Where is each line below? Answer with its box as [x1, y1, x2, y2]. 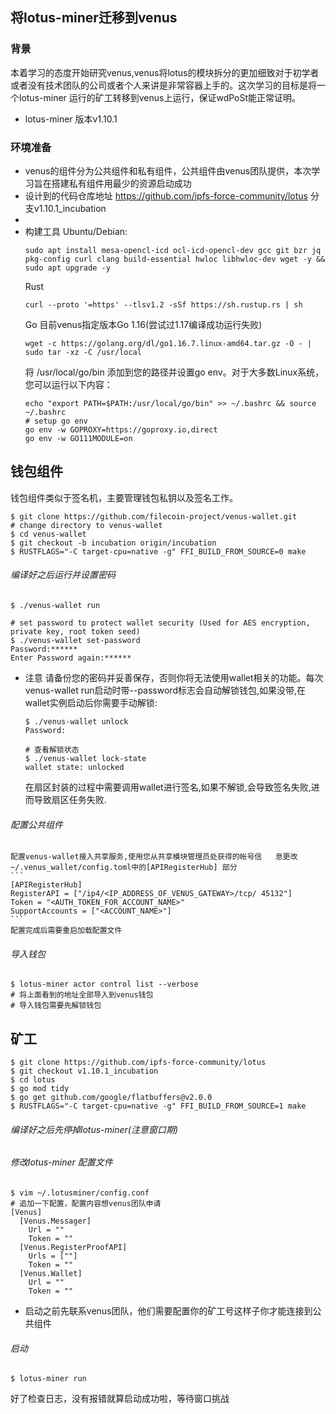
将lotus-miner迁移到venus [10, 9, 178, 27]
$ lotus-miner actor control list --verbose [10, 979, 199, 990]
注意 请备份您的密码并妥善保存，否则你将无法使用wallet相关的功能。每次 [24, 672, 324, 683]
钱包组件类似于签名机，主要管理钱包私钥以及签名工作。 [10, 491, 238, 503]
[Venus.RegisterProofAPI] [19, 1243, 128, 1253]
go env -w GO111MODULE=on [24, 433, 133, 443]
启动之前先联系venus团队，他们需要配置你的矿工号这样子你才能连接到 [24, 1305, 313, 1317]
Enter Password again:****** [10, 653, 132, 663]
